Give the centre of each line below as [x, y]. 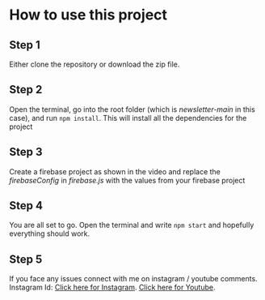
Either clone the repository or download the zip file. [95, 64]
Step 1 [25, 45]
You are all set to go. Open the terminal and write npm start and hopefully [132, 225]
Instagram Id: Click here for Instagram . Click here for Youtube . [112, 287]
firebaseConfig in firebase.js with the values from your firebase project [127, 180]
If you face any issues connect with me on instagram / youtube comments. [133, 279]
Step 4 [26, 206]
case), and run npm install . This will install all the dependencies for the [128, 118]
